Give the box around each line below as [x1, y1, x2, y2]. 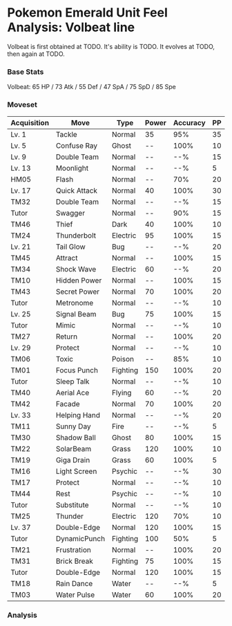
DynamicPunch [55, 533, 106, 543]
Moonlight [55, 163, 88, 173]
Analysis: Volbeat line [7, 19, 135, 35]
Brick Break [55, 556, 93, 566]
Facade [55, 399, 81, 408]
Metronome [55, 298, 94, 307]
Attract [55, 253, 78, 263]
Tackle [55, 129, 77, 139]
